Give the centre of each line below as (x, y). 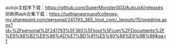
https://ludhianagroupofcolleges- (84, 14)
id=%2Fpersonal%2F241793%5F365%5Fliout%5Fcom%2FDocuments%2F (85, 30)
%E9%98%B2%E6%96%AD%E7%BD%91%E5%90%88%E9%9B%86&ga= (86, 36)
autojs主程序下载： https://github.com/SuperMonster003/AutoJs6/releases (84, 7)
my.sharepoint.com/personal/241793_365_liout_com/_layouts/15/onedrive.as (86, 20)
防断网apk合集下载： (27, 14)
